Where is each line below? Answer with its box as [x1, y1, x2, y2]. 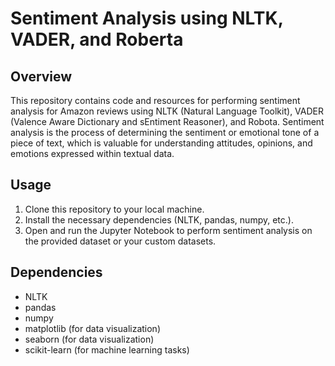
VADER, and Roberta [10, 28, 184, 51]
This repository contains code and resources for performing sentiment [10, 95, 301, 106]
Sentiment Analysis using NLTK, [10, 7, 284, 30]
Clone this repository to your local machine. [24, 203, 205, 215]
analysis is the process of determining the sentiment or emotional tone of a [10, 127, 320, 138]
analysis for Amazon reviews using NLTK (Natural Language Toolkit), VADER [10, 105, 324, 117]
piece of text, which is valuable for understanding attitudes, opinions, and [10, 137, 313, 149]
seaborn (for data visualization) [24, 333, 155, 345]
